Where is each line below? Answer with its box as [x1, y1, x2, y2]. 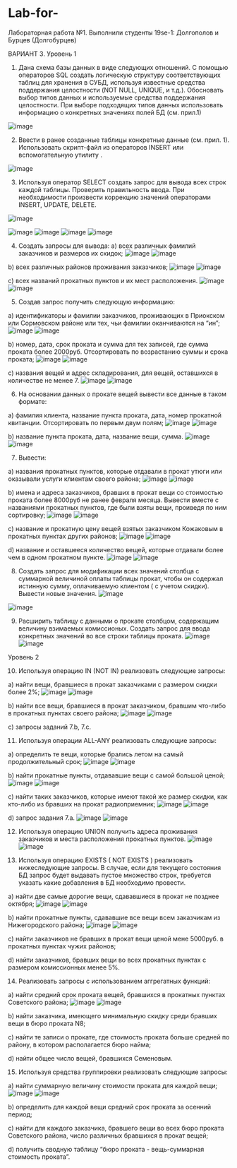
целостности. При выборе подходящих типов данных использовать [18, 100, 224, 109]
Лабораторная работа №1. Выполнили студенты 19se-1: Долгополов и [8, 28, 219, 37]
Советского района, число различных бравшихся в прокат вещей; [8, 1131, 209, 1140]
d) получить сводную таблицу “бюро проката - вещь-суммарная [8, 1145, 205, 1153]
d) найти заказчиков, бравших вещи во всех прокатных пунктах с [8, 955, 207, 964]
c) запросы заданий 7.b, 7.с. [8, 722, 92, 731]
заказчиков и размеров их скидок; [18, 249, 123, 257]
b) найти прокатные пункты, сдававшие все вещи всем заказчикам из [8, 913, 221, 922]
